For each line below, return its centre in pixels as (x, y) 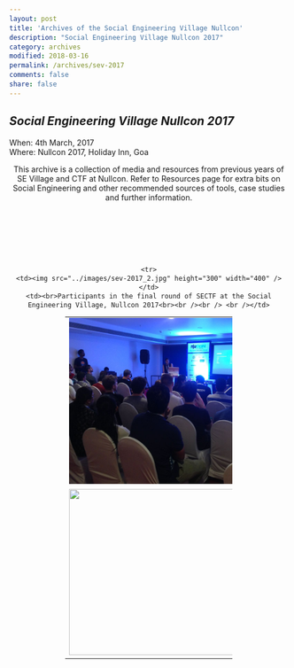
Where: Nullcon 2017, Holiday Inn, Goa (79, 151)
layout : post (33, 19)
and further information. (149, 197)
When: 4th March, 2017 (52, 143)
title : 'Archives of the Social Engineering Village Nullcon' (126, 28)
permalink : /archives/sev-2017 (67, 66)
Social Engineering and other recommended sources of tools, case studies (149, 188)
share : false (33, 84)
